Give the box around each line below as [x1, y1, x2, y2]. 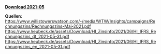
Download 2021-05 [5, 4, 44, 10]
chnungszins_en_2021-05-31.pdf [5, 44, 71, 49]
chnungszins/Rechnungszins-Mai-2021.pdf [5, 23, 91, 29]
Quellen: [5, 13, 23, 19]
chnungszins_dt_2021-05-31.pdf [5, 33, 70, 39]
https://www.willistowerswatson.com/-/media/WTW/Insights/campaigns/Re [5, 19, 156, 24]
